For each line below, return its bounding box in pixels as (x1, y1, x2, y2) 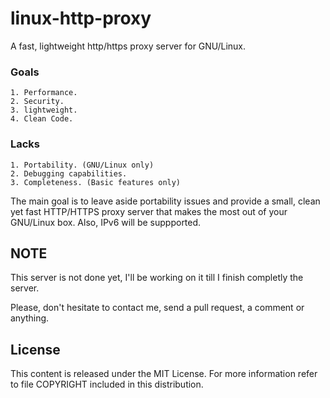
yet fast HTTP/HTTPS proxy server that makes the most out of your (10, 205, 288, 217)
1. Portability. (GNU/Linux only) (10, 160, 155, 170)
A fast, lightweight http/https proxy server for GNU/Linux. (10, 40, 247, 52)
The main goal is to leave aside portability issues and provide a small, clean (10, 195, 321, 207)
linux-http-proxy (10, 7, 152, 30)
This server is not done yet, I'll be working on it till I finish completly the (10, 272, 304, 284)
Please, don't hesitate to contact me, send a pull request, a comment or (10, 302, 305, 314)
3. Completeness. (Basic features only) (10, 177, 182, 187)
